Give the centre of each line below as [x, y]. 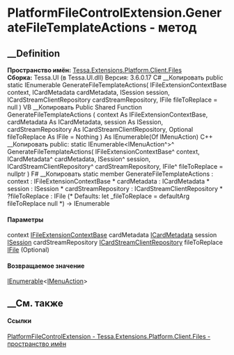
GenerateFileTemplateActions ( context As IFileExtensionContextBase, [108, 114]
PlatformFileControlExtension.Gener [115, 13]
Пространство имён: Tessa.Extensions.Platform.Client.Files [95, 70]
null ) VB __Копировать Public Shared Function [75, 107]
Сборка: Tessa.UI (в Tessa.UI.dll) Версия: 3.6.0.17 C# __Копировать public [116, 77]
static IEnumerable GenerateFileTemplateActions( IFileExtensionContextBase [117, 85]
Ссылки [19, 321]
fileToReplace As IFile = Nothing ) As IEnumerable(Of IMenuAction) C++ [110, 137]
